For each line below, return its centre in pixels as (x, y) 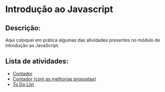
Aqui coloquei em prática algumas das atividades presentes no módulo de (83, 40)
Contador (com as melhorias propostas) (54, 79)
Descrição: (23, 28)
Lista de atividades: (37, 61)
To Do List (23, 84)
